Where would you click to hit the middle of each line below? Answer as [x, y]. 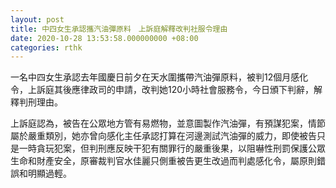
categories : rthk [46, 47]
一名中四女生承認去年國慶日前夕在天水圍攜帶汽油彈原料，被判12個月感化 [159, 77]
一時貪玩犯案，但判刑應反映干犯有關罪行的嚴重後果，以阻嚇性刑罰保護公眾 [172, 148]
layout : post [37, 19]
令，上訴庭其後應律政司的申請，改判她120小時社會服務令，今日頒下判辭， [162, 90]
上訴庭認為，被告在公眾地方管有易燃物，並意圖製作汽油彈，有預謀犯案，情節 [168, 123]
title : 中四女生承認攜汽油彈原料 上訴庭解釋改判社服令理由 [119, 29]
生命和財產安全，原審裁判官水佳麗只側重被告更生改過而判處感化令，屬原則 [163, 161]
